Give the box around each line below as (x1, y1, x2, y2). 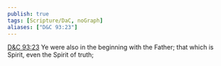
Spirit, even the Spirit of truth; (7, 50, 95, 59)
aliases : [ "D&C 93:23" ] (7, 23, 78, 31)
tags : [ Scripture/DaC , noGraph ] (7, 17, 103, 24)
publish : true (7, 10, 50, 18)
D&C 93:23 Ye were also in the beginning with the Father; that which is (7, 43, 214, 52)
